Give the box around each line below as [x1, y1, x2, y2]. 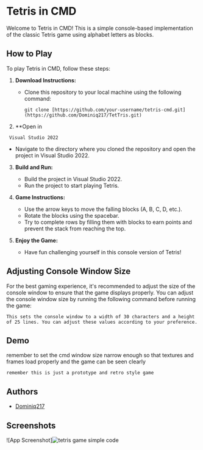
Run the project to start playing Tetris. [24, 182, 119, 189]
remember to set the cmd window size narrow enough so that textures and [6, 352, 194, 359]
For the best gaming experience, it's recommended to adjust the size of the [6, 282, 196, 290]
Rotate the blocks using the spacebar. [24, 212, 120, 219]
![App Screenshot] [6, 437, 53, 443]
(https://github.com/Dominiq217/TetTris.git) [24, 112, 142, 118]
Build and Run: [15, 163, 53, 171]
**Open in [15, 123, 43, 130]
